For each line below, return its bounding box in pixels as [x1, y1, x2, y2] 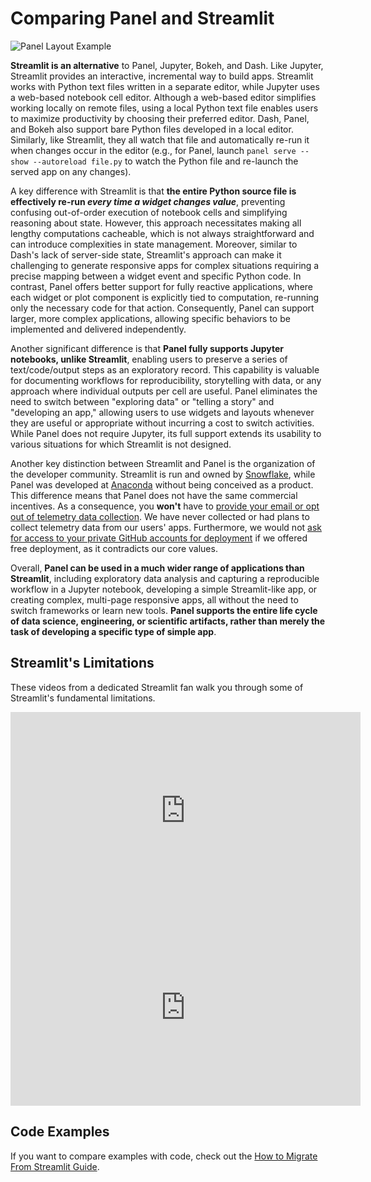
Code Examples [10, 1123, 110, 1141]
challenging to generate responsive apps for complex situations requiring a [10, 259, 320, 271]
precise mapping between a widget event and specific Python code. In [10, 270, 302, 282]
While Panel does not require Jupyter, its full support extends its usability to [10, 427, 322, 439]
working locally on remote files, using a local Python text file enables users [10, 102, 319, 114]
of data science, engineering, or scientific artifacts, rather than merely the [10, 615, 326, 627]
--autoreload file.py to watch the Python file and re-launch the [32, 155, 299, 167]
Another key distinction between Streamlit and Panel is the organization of [10, 457, 316, 469]
